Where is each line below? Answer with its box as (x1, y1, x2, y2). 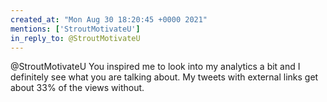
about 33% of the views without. (10, 82, 145, 94)
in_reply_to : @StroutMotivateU (10, 33, 141, 43)
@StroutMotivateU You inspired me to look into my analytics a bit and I (10, 61, 301, 73)
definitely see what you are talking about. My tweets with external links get (10, 71, 319, 83)
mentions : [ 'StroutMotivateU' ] (10, 24, 141, 34)
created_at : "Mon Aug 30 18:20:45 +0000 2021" (10, 14, 208, 25)
